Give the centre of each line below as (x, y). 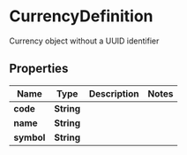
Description (114, 93)
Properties (39, 69)
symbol (30, 137)
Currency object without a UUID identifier (84, 41)
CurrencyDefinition (81, 16)
